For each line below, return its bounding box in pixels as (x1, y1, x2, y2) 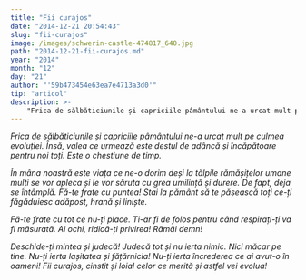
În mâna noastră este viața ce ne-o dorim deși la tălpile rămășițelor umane (10, 168, 291, 179)
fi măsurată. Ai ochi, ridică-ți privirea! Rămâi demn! (10, 224, 203, 235)
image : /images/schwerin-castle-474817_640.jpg (10, 38, 194, 48)
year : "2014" (10, 55, 60, 64)
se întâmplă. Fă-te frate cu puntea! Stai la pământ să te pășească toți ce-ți (10, 187, 292, 198)
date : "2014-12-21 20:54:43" (10, 22, 121, 31)
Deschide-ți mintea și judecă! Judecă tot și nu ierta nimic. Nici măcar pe (10, 241, 281, 252)
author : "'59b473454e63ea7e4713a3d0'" (10, 81, 157, 90)
